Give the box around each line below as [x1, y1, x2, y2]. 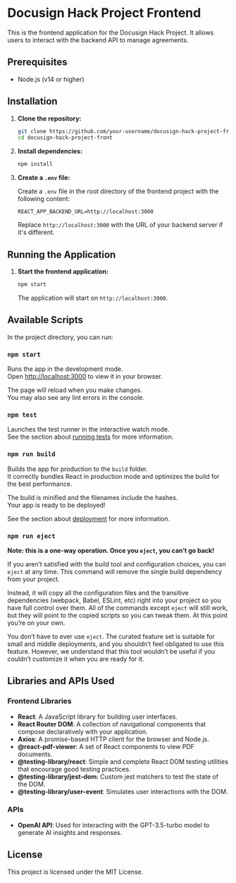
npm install [17, 161, 53, 168]
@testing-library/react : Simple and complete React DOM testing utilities [17, 757, 229, 766]
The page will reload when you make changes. [7, 386, 143, 394]
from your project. [7, 575, 60, 583]
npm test [7, 410, 37, 419]
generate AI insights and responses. [17, 828, 123, 836]
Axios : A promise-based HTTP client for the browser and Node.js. [17, 735, 209, 743]
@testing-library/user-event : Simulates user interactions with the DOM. [17, 787, 228, 796]
